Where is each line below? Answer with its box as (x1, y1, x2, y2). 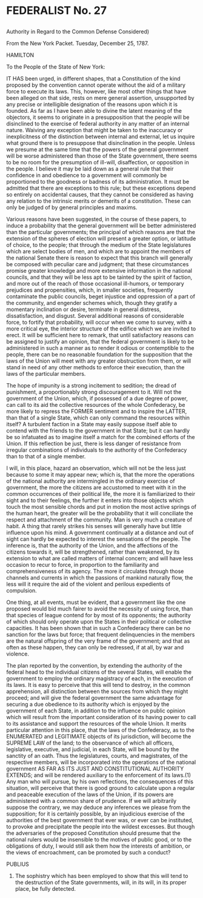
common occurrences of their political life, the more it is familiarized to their (6, 490, 196, 497)
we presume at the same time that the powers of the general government (6, 146, 189, 153)
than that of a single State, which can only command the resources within (6, 414, 190, 421)
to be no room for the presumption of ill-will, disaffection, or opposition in (6, 158, 189, 166)
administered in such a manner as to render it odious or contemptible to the (6, 344, 195, 352)
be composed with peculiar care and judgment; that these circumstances (6, 260, 189, 267)
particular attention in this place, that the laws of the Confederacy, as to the (6, 726, 195, 734)
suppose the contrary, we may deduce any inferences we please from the (6, 803, 191, 811)
